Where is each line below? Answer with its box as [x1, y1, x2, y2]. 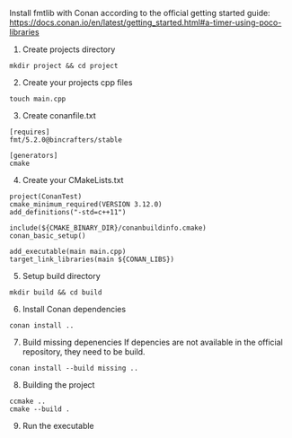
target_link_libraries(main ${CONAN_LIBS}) [9, 255, 175, 264]
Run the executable [22, 421, 94, 431]
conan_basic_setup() [9, 232, 87, 241]
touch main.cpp [9, 94, 66, 103]
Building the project [22, 380, 95, 390]
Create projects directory [22, 44, 116, 55]
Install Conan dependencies [22, 304, 127, 314]
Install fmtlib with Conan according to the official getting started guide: [9, 8, 271, 18]
